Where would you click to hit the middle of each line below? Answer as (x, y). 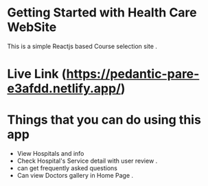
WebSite (32, 27)
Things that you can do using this (104, 120)
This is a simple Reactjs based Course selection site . (82, 46)
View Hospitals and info (50, 154)
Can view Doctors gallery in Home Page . (75, 176)
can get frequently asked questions (67, 168)
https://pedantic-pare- (133, 74)
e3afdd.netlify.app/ (64, 89)
